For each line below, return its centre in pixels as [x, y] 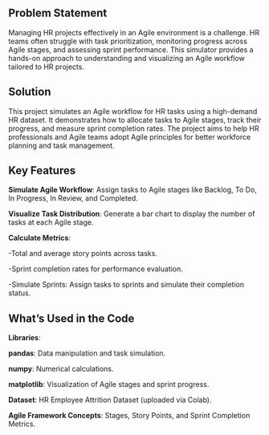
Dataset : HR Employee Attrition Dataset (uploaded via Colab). [110, 400]
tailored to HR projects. [46, 67]
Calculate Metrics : [39, 238]
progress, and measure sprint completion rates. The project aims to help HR [134, 128]
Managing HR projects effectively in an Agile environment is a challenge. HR [134, 32]
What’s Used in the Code [71, 318]
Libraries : [24, 338]
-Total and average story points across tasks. [83, 254]
